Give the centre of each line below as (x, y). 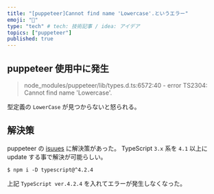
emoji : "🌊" (23, 20)
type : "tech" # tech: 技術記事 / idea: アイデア (74, 26)
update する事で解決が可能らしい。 (57, 157)
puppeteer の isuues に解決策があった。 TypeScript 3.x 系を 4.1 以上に (107, 148)
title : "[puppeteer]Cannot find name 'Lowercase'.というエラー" (98, 13)
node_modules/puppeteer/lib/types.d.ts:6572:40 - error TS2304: (116, 85)
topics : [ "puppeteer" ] (39, 33)
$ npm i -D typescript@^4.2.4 (50, 170)
